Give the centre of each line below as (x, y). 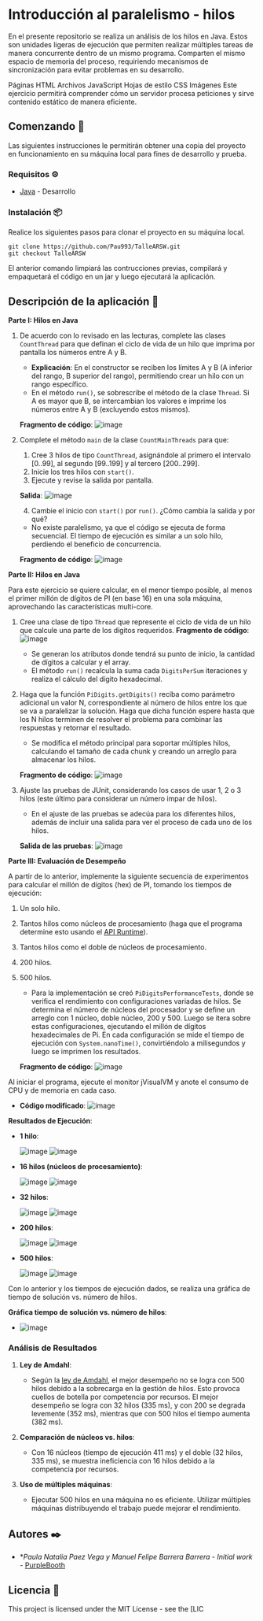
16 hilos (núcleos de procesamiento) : (81, 1167)
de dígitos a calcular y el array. (81, 662)
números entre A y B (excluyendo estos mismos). (111, 409)
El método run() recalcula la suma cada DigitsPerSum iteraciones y (139, 671)
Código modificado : (53, 1106)
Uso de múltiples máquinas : (66, 1485)
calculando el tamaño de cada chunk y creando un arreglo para (134, 751)
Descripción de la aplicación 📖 (84, 301)
